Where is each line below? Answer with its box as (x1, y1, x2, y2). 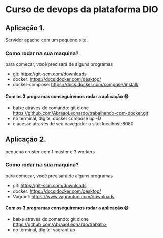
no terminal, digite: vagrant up (12, 226, 76, 233)
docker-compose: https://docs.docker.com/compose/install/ (12, 82, 139, 88)
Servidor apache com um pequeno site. (5, 37, 88, 43)
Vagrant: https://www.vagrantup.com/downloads (12, 193, 115, 199)
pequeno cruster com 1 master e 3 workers (5, 149, 95, 155)
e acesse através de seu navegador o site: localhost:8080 (12, 120, 134, 127)
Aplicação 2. (5, 135, 46, 144)
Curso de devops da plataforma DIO (5, 4, 158, 15)
